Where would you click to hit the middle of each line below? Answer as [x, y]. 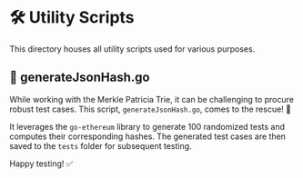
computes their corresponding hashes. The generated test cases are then [148, 136]
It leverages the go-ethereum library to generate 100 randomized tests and [147, 126]
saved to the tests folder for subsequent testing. [101, 145]
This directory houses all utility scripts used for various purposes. [132, 49]
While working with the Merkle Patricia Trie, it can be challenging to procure [151, 99]
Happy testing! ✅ [41, 163]
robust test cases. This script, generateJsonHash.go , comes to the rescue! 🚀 [151, 109]
